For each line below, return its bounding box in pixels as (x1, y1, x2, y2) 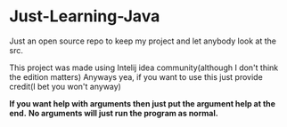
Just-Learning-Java (9, 6, 160, 27)
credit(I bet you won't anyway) (9, 81, 122, 91)
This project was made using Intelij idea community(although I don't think (9, 62, 279, 73)
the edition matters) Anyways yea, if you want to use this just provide (9, 71, 263, 82)
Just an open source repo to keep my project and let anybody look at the (9, 36, 276, 46)
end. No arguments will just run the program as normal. (9, 107, 218, 118)
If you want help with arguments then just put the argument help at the (9, 98, 276, 108)
